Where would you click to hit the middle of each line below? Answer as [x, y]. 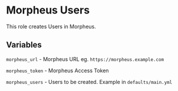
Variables [24, 45]
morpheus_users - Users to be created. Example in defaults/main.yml [89, 82]
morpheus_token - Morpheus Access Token [57, 70]
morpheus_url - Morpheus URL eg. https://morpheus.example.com [85, 59]
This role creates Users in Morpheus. [51, 26]
